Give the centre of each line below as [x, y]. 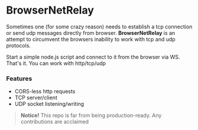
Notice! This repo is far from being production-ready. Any [91, 115]
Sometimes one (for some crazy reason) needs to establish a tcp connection [99, 27]
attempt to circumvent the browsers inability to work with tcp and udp [91, 39]
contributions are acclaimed [55, 122]
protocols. [19, 45]
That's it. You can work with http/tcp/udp [56, 63]
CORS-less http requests [45, 92]
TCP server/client [36, 97]
